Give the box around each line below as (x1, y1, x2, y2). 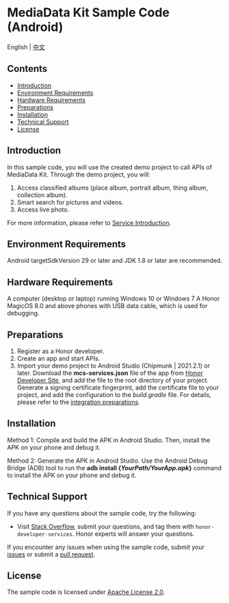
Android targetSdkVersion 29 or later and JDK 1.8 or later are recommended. (7, 257, 223, 265)
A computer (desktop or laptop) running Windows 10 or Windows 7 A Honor (7, 294, 220, 303)
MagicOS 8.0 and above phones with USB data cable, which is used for (7, 302, 208, 310)
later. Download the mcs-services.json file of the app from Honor (16, 369, 203, 377)
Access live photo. (16, 205, 70, 214)
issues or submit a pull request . (7, 550, 96, 559)
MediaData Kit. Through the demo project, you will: (7, 170, 150, 179)
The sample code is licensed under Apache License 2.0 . (7, 588, 165, 596)
